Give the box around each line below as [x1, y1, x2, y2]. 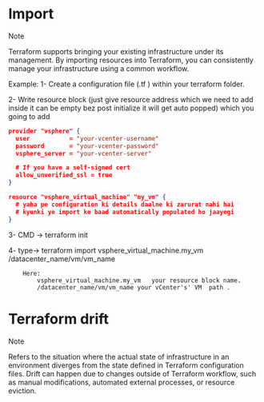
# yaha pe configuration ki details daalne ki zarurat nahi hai [15, 201, 234, 209]
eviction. [8, 385, 37, 396]
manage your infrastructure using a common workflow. [8, 63, 190, 73]
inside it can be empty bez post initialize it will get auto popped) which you [8, 103, 254, 113]
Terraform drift [8, 309, 110, 328]
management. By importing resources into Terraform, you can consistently [8, 55, 254, 65]
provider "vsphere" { [8, 127, 81, 135]
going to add [8, 111, 50, 121]
